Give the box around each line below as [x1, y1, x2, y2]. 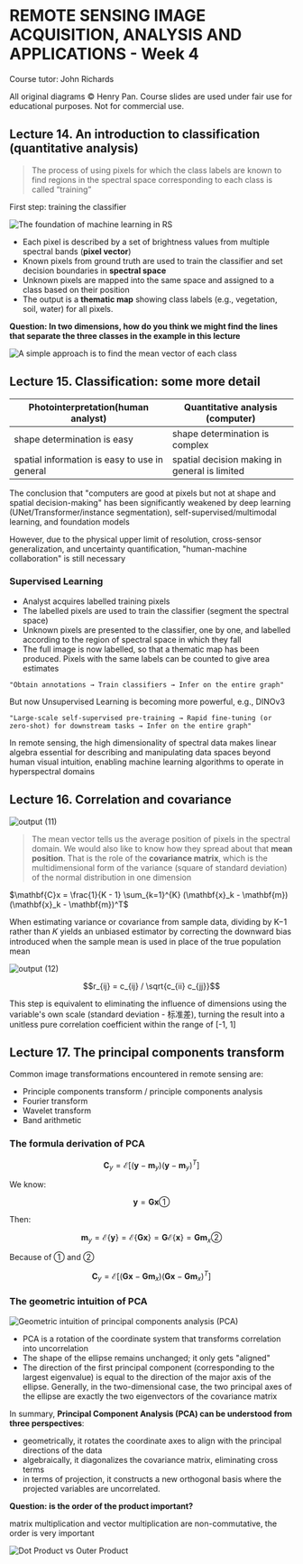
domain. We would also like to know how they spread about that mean [31, 843, 293, 854]
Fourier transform [22, 1096, 88, 1107]
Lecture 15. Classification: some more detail [9, 374, 261, 389]
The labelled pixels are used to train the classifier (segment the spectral [22, 605, 289, 616]
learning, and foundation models [9, 516, 131, 527]
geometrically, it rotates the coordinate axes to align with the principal [22, 1435, 282, 1446]
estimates [22, 663, 60, 673]
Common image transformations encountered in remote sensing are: [9, 1069, 264, 1080]
